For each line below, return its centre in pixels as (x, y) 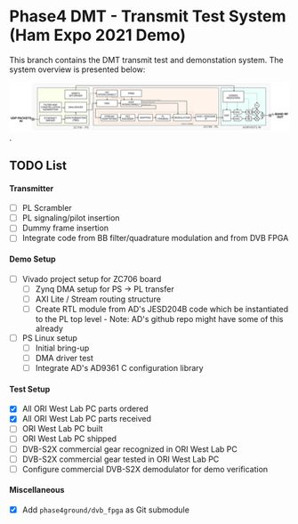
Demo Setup (32, 259)
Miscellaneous (37, 490)
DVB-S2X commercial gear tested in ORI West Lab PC (121, 459)
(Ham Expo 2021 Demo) (98, 35)
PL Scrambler (47, 208)
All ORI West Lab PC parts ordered (85, 409)
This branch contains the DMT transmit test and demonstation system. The (146, 60)
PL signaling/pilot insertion (71, 218)
